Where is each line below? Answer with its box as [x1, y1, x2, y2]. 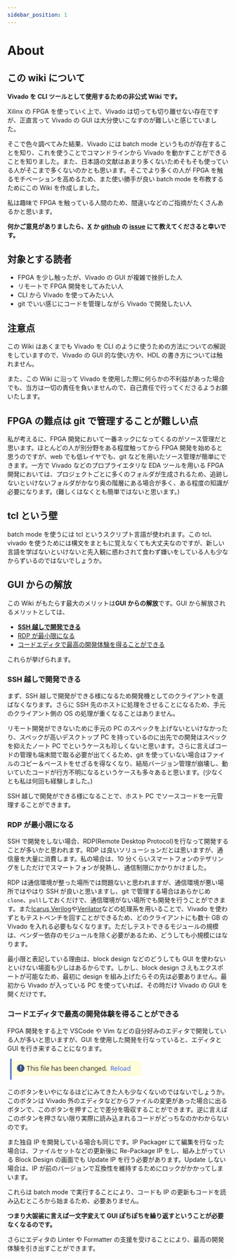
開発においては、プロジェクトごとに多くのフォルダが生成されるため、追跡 [7, 470, 223, 478]
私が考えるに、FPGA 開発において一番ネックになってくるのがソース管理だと [7, 435, 227, 443]
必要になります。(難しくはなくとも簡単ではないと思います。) [7, 488, 181, 496]
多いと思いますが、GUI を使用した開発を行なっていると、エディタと [25, 1035, 223, 1043]
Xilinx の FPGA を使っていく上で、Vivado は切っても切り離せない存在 [7, 107, 207, 115]
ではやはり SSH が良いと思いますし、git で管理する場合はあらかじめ [13, 887, 211, 896]
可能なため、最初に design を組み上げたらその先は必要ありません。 [25, 972, 221, 981]
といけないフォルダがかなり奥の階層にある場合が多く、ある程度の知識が [19, 478, 229, 488]
